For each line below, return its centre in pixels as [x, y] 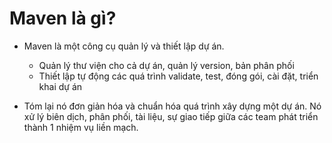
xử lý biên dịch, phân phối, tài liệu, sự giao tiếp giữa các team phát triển [171, 116]
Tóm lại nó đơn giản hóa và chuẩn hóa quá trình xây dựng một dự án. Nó [172, 106]
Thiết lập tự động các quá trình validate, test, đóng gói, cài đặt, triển [178, 76]
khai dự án [60, 86]
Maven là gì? [63, 18]
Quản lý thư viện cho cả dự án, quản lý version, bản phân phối [166, 65]
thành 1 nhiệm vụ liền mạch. [81, 127]
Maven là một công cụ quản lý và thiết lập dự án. [124, 46]
